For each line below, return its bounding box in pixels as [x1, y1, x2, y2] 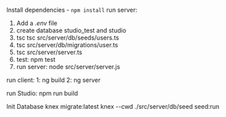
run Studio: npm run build [6, 89, 78, 97]
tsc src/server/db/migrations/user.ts [16, 41, 118, 49]
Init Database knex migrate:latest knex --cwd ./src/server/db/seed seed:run [6, 103, 220, 110]
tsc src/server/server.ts [16, 48, 83, 56]
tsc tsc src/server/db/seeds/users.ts [16, 34, 119, 42]
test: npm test [16, 55, 55, 64]
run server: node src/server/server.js [16, 63, 121, 70]
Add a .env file [16, 19, 58, 27]
